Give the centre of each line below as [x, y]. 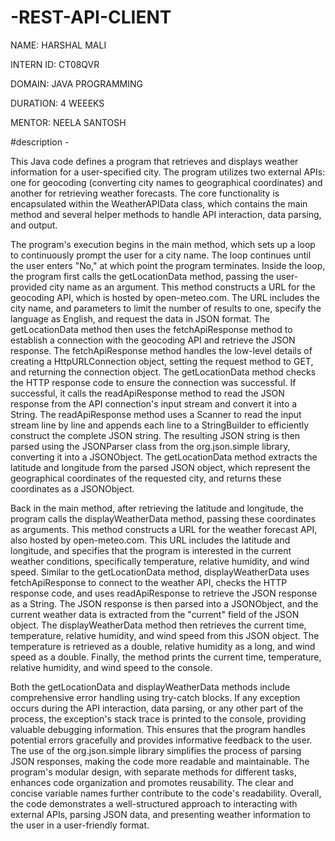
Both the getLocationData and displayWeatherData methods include [150, 687]
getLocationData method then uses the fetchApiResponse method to [151, 329]
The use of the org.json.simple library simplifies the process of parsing [156, 750]
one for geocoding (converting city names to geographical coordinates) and [166, 182]
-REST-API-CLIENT [91, 17]
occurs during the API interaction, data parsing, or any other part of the [157, 708]
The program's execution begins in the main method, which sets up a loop [163, 244]
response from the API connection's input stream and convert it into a [154, 403]
